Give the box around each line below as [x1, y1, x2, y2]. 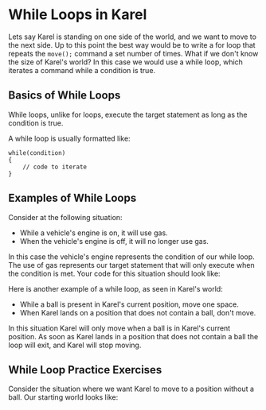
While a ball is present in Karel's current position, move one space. [19, 300, 239, 309]
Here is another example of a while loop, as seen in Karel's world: [8, 284, 223, 293]
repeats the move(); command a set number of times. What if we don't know [8, 48, 259, 58]
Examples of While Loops [8, 191, 137, 205]
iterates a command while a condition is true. [8, 65, 156, 75]
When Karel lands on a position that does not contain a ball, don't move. [19, 307, 256, 317]
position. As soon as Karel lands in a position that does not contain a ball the [8, 331, 259, 341]
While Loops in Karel [8, 6, 147, 24]
